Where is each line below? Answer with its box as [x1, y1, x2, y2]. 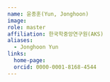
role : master [7, 24, 46, 31]
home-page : [13, 57, 46, 64]
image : [7, 17, 27, 24]
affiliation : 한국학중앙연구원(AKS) [7, 30, 104, 38]
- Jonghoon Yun [13, 43, 59, 51]
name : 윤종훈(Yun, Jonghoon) [7, 10, 89, 18]
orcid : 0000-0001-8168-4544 [13, 63, 97, 71]
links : [7, 51, 27, 58]
